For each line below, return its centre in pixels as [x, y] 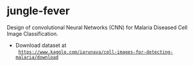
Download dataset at [41, 45]
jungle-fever [38, 11]
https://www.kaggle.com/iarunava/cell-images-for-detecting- [96, 52]
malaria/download [37, 57]
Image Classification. [32, 33]
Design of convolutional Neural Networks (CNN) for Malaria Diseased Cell [97, 27]
